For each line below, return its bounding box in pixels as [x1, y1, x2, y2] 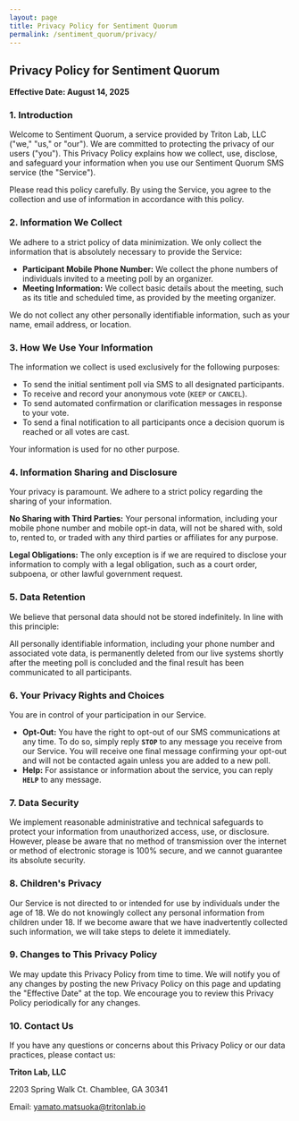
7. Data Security [9, 796, 79, 809]
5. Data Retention [9, 591, 87, 604]
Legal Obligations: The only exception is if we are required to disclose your [9, 549, 287, 560]
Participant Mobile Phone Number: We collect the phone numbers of [21, 263, 278, 274]
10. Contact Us [9, 1019, 74, 1032]
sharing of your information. [9, 496, 112, 506]
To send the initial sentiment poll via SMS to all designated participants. [21, 379, 285, 390]
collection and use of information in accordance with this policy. [9, 194, 245, 205]
